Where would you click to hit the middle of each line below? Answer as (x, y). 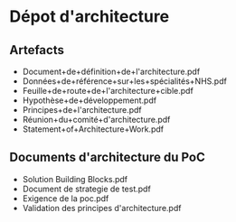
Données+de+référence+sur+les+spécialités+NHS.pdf (125, 81)
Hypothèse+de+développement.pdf (89, 100)
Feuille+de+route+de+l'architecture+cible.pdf (108, 91)
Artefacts (37, 50)
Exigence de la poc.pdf (66, 198)
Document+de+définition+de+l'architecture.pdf (111, 71)
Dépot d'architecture (90, 17)
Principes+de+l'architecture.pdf (82, 110)
